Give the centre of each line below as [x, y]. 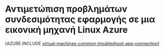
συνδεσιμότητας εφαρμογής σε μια [80, 19]
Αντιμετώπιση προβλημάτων [66, 9]
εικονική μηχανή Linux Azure [67, 30]
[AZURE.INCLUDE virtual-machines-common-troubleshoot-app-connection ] [82, 43]
